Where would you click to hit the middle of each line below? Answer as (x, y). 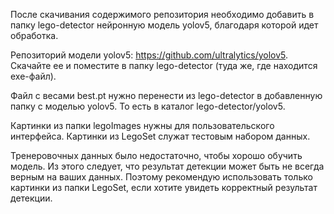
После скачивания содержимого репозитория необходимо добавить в (162, 14)
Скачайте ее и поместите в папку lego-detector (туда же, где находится (164, 65)
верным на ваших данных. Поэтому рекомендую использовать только (161, 177)
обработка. (34, 35)
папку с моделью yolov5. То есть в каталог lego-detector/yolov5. (148, 106)
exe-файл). (33, 76)
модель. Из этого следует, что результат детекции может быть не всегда (167, 166)
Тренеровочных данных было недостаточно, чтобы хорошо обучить (156, 155)
